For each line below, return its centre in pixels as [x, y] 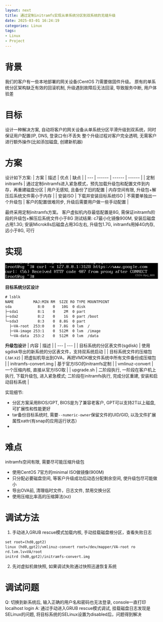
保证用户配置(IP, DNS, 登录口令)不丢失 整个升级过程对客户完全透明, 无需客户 [81, 136]
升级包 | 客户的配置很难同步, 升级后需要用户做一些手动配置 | [69, 202]
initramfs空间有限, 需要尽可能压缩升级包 [45, 462]
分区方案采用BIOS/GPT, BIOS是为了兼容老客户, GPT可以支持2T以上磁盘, [84, 403]
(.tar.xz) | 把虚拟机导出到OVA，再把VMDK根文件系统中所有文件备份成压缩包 [81, 358]
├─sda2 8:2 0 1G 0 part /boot [52, 317]
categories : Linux [24, 26]
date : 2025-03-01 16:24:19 [32, 20]
